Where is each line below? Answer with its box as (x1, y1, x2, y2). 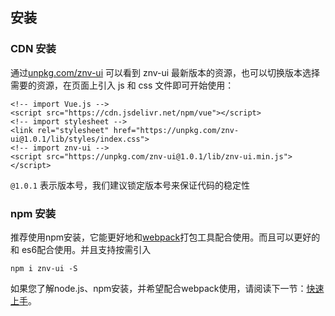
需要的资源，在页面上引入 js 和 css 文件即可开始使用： (10, 79, 235, 91)
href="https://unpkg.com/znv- (113, 125, 240, 135)
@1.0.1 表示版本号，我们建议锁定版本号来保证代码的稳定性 (10, 179, 250, 191)
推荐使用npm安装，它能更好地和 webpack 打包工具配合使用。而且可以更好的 (10, 231, 321, 243)
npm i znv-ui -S (10, 263, 78, 273)
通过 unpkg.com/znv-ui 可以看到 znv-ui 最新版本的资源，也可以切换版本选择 (10, 66, 321, 78)
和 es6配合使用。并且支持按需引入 (10, 243, 152, 255)
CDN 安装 (10, 42, 57, 56)
